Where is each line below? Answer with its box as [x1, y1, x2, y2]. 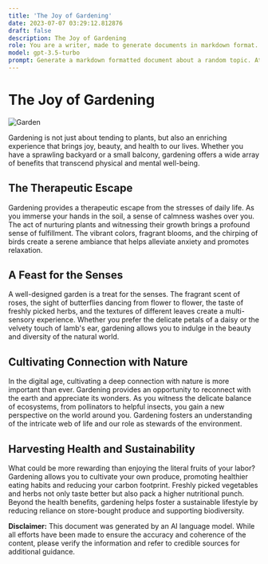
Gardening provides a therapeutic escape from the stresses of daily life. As [8, 202, 255, 212]
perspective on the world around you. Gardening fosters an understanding [8, 410, 253, 420]
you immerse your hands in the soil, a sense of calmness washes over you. [8, 211, 255, 221]
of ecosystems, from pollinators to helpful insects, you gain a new [8, 402, 225, 412]
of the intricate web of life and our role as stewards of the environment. [8, 419, 242, 429]
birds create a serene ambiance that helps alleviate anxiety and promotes [8, 237, 250, 246]
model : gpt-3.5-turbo [8, 49, 81, 57]
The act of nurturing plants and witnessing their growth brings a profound [8, 219, 250, 229]
